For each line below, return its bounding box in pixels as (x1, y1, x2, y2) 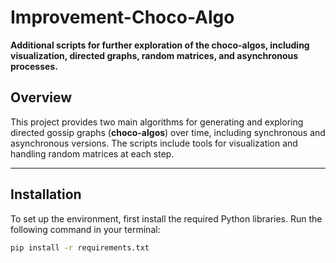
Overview (10, 89, 73, 106)
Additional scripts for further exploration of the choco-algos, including (10, 39, 310, 51)
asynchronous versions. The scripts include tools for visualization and (10, 137, 298, 149)
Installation (10, 186, 82, 203)
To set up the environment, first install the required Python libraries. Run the (10, 212, 323, 225)
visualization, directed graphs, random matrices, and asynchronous (10, 49, 299, 61)
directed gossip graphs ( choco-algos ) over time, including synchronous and (10, 126, 326, 138)
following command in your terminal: (10, 223, 161, 235)
